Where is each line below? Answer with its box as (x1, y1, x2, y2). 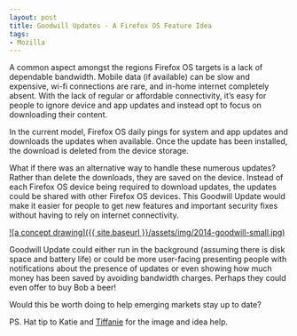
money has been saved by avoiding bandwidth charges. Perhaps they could (9, 273, 286, 284)
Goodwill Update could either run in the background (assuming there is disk (9, 244, 285, 255)
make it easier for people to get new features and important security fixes (9, 201, 278, 212)
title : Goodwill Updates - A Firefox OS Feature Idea (9, 21, 213, 30)
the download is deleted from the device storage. (9, 146, 189, 156)
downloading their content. (9, 109, 108, 120)
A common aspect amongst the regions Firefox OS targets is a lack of (9, 62, 263, 73)
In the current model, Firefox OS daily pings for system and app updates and (9, 126, 288, 138)
